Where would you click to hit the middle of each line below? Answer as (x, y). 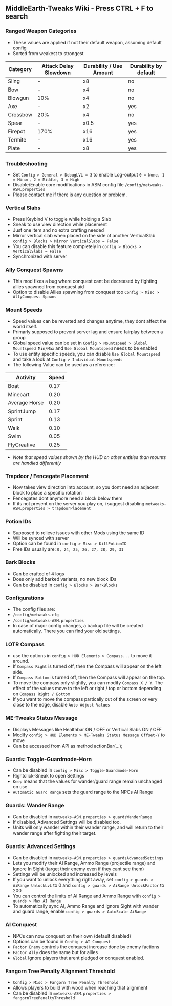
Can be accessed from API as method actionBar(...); (68, 746)
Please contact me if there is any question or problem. (70, 195)
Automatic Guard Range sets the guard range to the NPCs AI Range (83, 792)
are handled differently (37, 463)
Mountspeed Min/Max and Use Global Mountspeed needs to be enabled (85, 348)
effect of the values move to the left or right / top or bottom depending (87, 689)
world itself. (25, 326)
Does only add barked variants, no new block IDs (64, 579)
